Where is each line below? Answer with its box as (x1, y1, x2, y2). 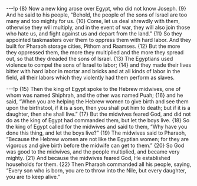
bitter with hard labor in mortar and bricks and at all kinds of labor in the (6, 68, 181, 74)
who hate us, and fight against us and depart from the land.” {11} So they (6, 30, 182, 37)
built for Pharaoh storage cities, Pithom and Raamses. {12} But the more (6, 43, 180, 50)
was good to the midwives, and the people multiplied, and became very (6, 148, 180, 155)
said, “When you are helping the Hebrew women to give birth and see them (6, 98, 189, 105)
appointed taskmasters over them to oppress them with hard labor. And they (6, 37, 192, 43)
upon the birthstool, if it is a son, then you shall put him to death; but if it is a (6, 105, 191, 111)
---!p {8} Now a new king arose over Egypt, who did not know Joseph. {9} (6, 5, 187, 12)
